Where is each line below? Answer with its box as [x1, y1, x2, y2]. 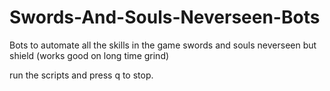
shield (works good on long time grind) [9, 49, 170, 61]
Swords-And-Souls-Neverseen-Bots [9, 6, 321, 29]
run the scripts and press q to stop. [9, 69, 154, 81]
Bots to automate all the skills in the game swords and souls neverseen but [9, 39, 317, 51]
